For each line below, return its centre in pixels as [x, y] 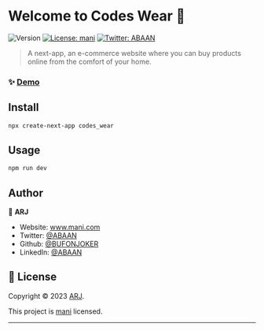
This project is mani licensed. [55, 311]
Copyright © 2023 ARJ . [46, 296]
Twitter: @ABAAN [48, 236]
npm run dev [27, 169]
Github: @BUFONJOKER [59, 244]
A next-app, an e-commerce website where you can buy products [134, 53]
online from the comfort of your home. [89, 61]
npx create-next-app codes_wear [61, 125]
